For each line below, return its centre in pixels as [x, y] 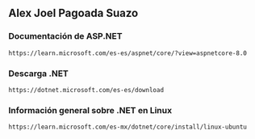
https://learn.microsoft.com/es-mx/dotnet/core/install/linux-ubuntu [128, 127]
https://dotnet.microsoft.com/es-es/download [86, 90]
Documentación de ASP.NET [65, 36]
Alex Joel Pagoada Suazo [73, 13]
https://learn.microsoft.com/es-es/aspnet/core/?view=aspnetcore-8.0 [128, 53]
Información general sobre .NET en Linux [90, 110]
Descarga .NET [38, 74]
